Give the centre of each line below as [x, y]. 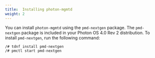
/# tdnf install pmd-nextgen [34, 46]
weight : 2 [15, 14]
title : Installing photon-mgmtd [39, 9]
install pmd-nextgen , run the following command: [53, 38]
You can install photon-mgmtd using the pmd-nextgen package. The [70, 27]
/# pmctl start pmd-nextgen [33, 51]
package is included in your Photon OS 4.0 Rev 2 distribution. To [86, 33]
